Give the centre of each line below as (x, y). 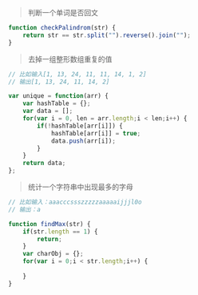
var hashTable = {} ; (57, 103)
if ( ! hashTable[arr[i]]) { (80, 126)
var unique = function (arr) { (59, 96)
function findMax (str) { (49, 224)
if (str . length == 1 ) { (60, 232)
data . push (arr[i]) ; (83, 141)
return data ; (44, 164)
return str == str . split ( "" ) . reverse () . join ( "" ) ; (107, 35)
